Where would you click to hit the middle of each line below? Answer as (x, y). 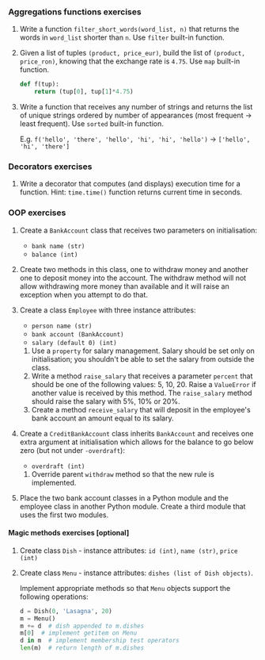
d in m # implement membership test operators (99, 641)
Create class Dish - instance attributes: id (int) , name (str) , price (129, 551)
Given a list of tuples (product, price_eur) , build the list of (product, (132, 53)
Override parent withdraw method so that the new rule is (123, 474)
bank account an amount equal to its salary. (102, 418)
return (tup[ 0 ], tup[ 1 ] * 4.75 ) (84, 92)
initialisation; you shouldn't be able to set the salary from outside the (143, 359)
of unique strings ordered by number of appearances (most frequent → (136, 115)
